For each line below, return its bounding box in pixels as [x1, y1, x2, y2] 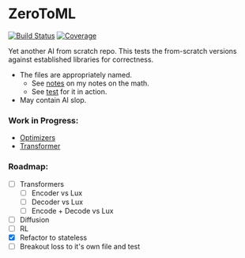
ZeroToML [8, 5, 77, 23]
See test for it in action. [31, 86, 107, 96]
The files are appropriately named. [19, 70, 133, 79]
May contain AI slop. [19, 95, 87, 104]
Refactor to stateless [19, 233, 88, 242]
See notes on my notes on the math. [31, 78, 150, 88]
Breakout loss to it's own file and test [19, 241, 141, 251]
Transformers [19, 179, 65, 188]
